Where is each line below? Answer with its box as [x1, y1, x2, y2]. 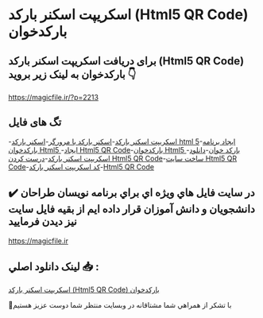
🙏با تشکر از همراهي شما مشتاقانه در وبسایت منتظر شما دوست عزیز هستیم [8, 301, 232, 310]
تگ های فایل [8, 115, 62, 129]
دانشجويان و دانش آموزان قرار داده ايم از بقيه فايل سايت [8, 203, 256, 216]
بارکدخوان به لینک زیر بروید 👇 [8, 68, 137, 81]
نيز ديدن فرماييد [8, 215, 77, 228]
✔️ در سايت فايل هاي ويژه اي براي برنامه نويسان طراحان [8, 186, 256, 200]
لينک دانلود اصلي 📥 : [8, 260, 99, 273]
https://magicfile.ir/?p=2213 [8, 93, 99, 102]
